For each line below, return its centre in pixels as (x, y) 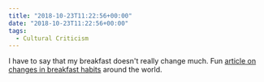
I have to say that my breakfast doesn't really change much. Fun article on (132, 61)
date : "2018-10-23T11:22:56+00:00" (69, 23)
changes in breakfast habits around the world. (85, 70)
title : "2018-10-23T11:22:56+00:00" (70, 16)
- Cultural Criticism (52, 38)
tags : (17, 31)
